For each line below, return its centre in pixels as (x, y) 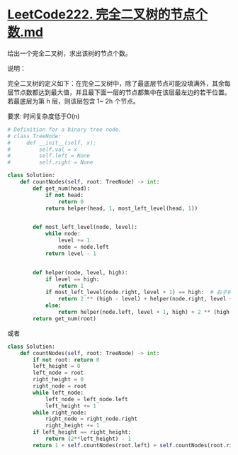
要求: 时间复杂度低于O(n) (44, 116)
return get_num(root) (65, 319)
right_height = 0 (58, 380)
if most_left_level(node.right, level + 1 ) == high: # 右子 (136, 292)
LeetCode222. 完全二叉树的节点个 (107, 15)
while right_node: (60, 412)
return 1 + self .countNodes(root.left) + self (103, 445)
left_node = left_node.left (87, 399)
